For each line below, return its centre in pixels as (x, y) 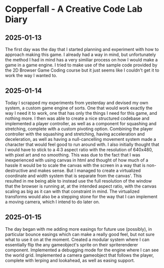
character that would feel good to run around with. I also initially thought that (82, 144)
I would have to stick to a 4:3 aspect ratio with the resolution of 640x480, (79, 149)
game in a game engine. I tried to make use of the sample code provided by (81, 65)
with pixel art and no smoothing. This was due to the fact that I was (73, 155)
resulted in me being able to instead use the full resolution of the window (79, 181)
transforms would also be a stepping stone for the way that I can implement (81, 196)
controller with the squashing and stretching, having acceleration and (75, 134)
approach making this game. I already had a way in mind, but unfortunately (81, 54)
